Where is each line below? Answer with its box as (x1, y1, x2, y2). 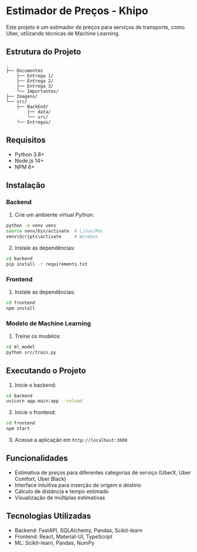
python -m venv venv (6, 222, 57, 229)
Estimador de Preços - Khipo (6, 4, 148, 18)
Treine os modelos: (14, 332, 62, 340)
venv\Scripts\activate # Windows (6, 234, 98, 240)
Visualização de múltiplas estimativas (14, 494, 106, 501)
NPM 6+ (14, 163, 35, 170)
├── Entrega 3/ (16, 83, 54, 89)
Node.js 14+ (14, 157, 44, 164)
